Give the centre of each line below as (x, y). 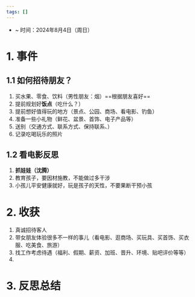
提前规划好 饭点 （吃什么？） (49, 104)
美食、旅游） (47, 245)
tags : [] (17, 12)
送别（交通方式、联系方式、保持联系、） (64, 126)
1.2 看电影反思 (32, 155)
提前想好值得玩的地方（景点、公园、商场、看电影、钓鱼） (86, 111)
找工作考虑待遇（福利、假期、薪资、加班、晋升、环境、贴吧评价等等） (102, 253)
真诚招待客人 (31, 230)
